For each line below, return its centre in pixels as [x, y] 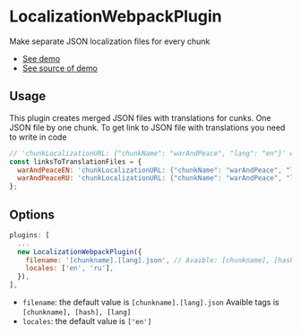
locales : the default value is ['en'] [87, 321]
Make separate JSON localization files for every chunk [110, 41]
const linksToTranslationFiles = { [76, 162]
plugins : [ [30, 235]
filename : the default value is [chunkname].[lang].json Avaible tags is [150, 303]
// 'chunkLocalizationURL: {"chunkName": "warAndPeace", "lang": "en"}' [148, 153]
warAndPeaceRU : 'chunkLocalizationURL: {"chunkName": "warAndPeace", [150, 178]
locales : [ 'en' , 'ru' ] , [70, 269]
